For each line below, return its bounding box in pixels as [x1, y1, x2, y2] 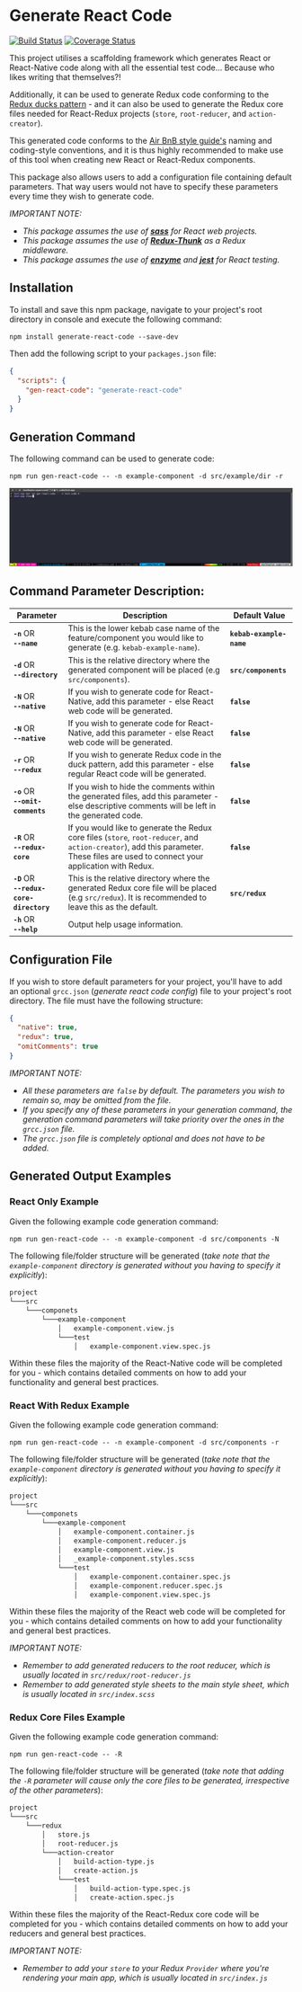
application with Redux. [67, 860, 155, 871]
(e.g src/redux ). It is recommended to [67, 892, 207, 903]
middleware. [22, 245, 69, 255]
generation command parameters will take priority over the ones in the [22, 1114, 285, 1125]
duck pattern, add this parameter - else [67, 759, 214, 769]
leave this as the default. [67, 902, 159, 912]
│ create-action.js [57, 1866, 139, 1875]
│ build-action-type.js [57, 1857, 155, 1866]
